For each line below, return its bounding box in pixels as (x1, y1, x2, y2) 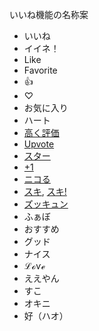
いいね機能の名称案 (9, 9, 89, 20)
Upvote (23, 138, 55, 150)
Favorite (23, 64, 58, 76)
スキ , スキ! (23, 186, 67, 197)
